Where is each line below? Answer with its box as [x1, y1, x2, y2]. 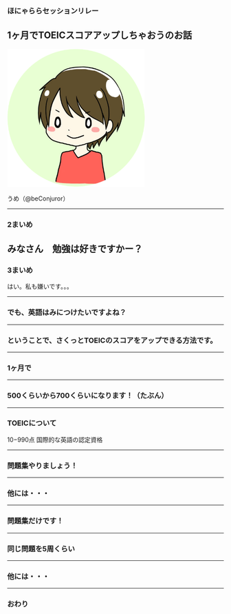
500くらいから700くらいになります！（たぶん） [7, 391, 168, 400]
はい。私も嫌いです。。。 [7, 283, 74, 291]
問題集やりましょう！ [7, 460, 78, 470]
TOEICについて [7, 418, 57, 428]
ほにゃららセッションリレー [7, 6, 99, 15]
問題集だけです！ [7, 516, 64, 526]
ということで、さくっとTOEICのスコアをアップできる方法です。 [7, 336, 218, 345]
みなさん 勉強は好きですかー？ [7, 243, 143, 255]
